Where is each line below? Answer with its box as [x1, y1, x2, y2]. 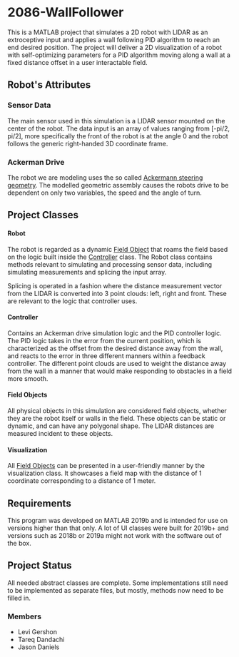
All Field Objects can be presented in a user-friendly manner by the [7, 462, 205, 470]
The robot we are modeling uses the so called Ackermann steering [7, 173, 203, 182]
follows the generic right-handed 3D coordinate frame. [7, 139, 168, 148]
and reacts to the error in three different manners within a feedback [7, 351, 205, 360]
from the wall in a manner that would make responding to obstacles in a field [7, 367, 233, 375]
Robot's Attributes [7, 79, 91, 91]
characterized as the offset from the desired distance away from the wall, [7, 344, 223, 352]
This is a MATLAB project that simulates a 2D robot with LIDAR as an [7, 28, 208, 36]
